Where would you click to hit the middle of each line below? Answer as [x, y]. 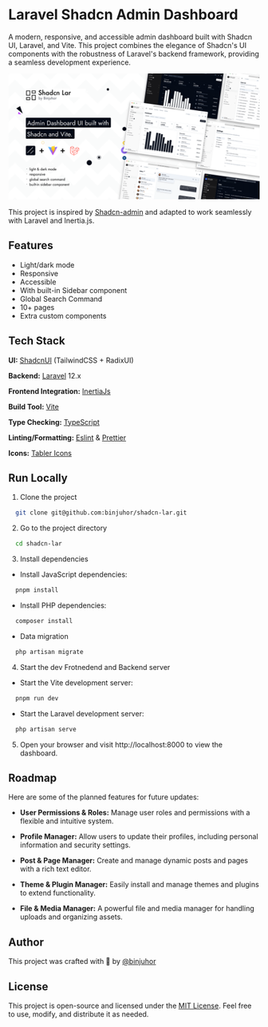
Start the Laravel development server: [82, 713]
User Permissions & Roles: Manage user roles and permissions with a [135, 813]
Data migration [44, 636]
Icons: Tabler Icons [40, 453]
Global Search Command [61, 299]
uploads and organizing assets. [71, 917]
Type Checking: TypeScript [54, 422]
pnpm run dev [37, 698]
